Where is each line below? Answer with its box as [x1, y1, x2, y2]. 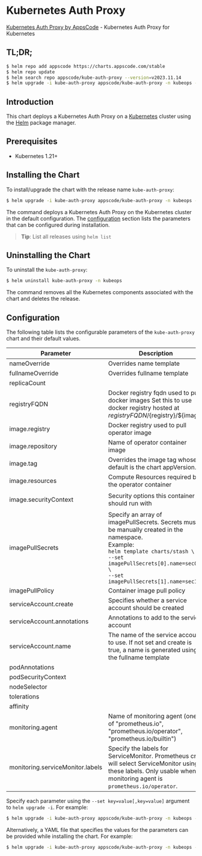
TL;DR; [6, 48, 33, 58]
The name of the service [108, 631, 177, 639]
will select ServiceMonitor [108, 759, 182, 768]
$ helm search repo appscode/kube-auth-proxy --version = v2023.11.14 [6, 75, 182, 81]
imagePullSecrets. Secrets [108, 518, 183, 526]
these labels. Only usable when [108, 767, 197, 775]
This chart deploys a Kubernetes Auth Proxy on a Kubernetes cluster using [6, 112, 191, 120]
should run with [108, 499, 152, 508]
